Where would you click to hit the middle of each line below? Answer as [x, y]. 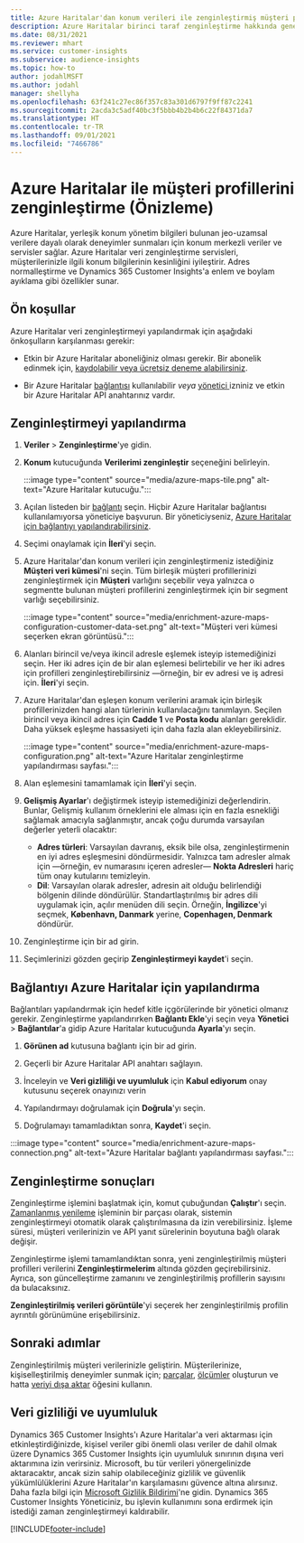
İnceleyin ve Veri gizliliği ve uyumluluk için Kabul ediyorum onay [145, 1081]
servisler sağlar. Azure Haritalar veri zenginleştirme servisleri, [124, 252]
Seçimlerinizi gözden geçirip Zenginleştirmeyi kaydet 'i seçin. [138, 959]
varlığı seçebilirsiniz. [61, 600]
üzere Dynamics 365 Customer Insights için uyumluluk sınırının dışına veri [147, 1454]
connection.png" [41, 1153]
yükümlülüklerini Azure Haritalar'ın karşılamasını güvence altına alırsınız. [144, 1482]
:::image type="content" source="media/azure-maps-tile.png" [139, 480]
